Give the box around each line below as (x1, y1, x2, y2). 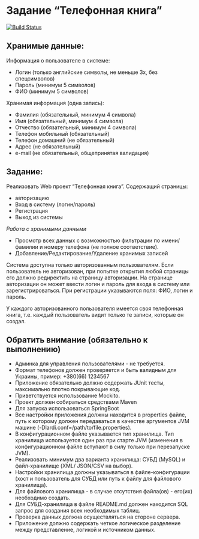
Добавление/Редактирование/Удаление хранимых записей (14, 249, 168, 257)
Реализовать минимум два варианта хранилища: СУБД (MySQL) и (14, 456, 186, 463)
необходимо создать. (14, 494, 71, 502)
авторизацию (14, 194, 50, 201)
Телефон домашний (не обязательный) (14, 136, 115, 144)
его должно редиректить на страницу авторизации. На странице (6, 274, 173, 281)
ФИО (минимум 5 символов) (14, 88, 89, 95)
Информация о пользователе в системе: (6, 56, 110, 64)
